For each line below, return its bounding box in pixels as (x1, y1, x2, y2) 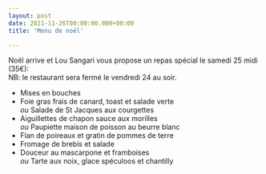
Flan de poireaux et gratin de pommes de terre (19, 131, 174, 140)
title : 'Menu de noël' (8, 26, 84, 34)
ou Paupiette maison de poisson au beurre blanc (19, 122, 180, 132)
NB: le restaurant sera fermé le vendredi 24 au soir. (8, 73, 178, 83)
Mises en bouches (19, 88, 82, 98)
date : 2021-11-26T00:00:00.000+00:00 (8, 19, 135, 27)
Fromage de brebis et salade (19, 140, 115, 149)
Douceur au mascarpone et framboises (19, 148, 150, 157)
